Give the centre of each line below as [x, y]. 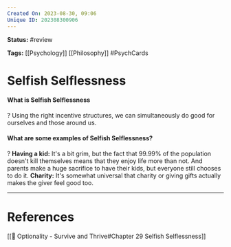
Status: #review [30, 39]
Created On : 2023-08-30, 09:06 [52, 13]
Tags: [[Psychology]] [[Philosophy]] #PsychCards [78, 53]
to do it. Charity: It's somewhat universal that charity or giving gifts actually [114, 175]
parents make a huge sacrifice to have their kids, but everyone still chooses [114, 169]
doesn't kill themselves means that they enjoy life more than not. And [105, 161]
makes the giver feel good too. [51, 183]
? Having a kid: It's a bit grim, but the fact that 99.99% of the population [109, 154]
